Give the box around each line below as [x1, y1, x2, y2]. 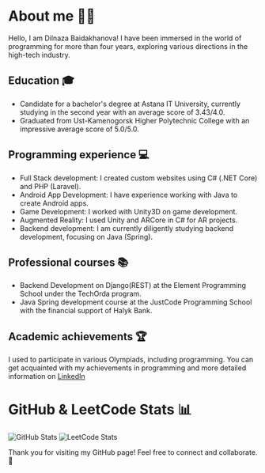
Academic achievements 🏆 [8, 330, 148, 343]
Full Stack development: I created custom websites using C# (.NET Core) [19, 173, 258, 183]
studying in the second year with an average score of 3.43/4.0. [19, 107, 225, 117]
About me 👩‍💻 [8, 7, 96, 25]
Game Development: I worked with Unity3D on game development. [19, 206, 238, 216]
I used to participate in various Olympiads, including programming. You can [8, 355, 254, 365]
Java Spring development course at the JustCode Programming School [19, 297, 252, 307]
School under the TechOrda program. [19, 289, 142, 299]
